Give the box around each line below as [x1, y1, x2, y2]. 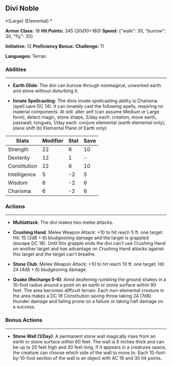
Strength [8, 146, 29, 153]
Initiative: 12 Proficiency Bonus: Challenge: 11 [5, 43, 104, 49]
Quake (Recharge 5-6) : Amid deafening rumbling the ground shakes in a [12, 277, 166, 283]
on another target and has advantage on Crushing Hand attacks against [12, 246, 164, 252]
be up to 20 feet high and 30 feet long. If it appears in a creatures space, [12, 344, 166, 350]
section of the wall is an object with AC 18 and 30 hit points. [36, 355, 162, 361]
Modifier [42, 137, 64, 144]
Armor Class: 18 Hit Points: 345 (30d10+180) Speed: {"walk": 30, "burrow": [5, 28, 166, 34]
